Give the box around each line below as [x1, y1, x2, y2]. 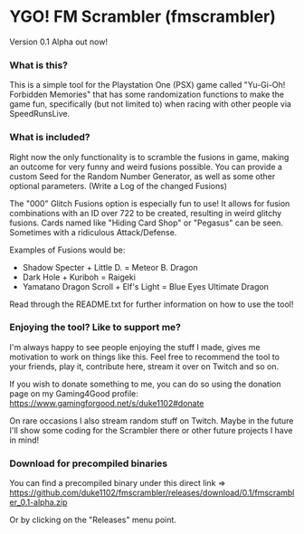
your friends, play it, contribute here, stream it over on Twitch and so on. [9, 360, 279, 372]
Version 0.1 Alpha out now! [9, 36, 109, 47]
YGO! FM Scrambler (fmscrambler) [9, 6, 276, 27]
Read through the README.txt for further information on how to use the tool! [9, 299, 294, 310]
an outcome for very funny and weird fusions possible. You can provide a [9, 161, 283, 172]
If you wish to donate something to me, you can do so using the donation [9, 378, 281, 389]
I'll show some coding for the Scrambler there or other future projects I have [9, 424, 293, 435]
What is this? [9, 59, 68, 72]
